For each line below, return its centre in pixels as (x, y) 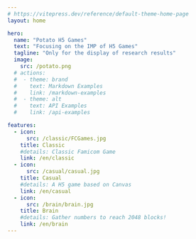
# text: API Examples (50, 106)
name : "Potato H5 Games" (50, 40)
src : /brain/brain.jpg (60, 204)
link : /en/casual (46, 191)
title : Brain (39, 211)
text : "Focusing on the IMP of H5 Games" (76, 47)
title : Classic (43, 145)
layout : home (27, 21)
